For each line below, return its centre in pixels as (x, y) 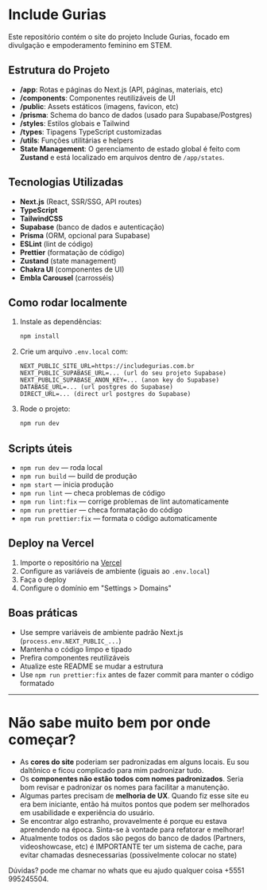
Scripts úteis (41, 448)
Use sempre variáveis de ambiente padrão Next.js (101, 632)
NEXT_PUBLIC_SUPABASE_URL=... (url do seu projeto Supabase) (123, 373)
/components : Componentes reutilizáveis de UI (98, 98)
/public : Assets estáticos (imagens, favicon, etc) (99, 106)
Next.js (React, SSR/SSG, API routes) (81, 202)
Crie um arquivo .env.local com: (74, 351)
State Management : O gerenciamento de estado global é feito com (130, 148)
